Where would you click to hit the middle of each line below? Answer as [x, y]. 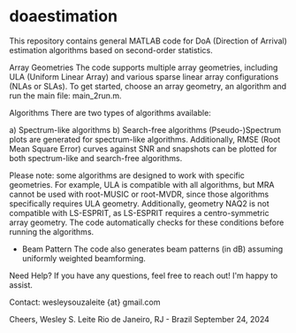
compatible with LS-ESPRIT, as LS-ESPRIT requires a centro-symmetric [139, 213]
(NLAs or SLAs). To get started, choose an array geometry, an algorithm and [148, 86]
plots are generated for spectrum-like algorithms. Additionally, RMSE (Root [145, 139]
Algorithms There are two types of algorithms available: [110, 112]
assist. [21, 284]
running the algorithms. [52, 231]
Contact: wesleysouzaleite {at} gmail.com [85, 302]
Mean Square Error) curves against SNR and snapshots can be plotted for [143, 149]
